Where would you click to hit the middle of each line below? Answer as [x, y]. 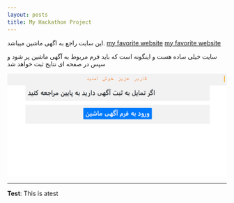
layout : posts [28, 15]
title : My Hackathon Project [49, 22]
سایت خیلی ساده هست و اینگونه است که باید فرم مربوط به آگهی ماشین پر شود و [112, 57]
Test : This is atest [33, 193]
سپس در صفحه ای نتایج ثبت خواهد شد [56, 63]
